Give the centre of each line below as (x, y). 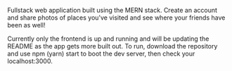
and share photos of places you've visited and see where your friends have (116, 18)
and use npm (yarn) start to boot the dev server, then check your (101, 53)
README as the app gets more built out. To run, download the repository (112, 46)
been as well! (26, 25)
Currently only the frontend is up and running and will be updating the (108, 39)
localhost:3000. (30, 61)
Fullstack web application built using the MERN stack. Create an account (112, 10)
